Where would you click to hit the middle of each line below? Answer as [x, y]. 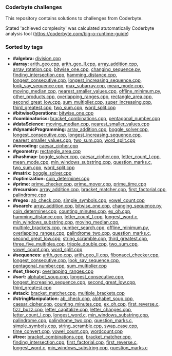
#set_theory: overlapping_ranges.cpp [53, 271]
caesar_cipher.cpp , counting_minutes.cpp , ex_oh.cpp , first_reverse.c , [86, 304]
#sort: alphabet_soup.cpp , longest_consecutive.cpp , [69, 276]
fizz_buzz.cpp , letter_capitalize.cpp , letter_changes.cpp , [72, 309]
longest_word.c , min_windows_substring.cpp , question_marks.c [80, 347]
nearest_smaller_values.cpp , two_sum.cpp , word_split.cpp [74, 140]
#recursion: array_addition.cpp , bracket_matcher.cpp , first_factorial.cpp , [90, 189]
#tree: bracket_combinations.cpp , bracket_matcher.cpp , [72, 336]
